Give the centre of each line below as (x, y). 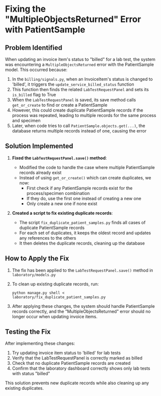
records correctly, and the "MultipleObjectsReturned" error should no (81, 311)
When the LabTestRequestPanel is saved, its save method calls (74, 100)
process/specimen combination (58, 193)
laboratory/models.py (34, 275)
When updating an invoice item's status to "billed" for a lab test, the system (80, 59)
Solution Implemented (39, 146)
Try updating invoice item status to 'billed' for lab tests (66, 353)
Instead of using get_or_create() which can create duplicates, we (85, 178)
